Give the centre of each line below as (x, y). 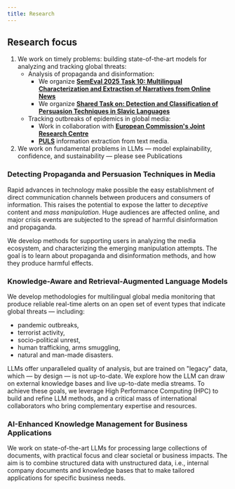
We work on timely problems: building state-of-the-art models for (112, 59)
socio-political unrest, (49, 340)
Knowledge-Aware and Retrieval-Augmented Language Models (117, 281)
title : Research (31, 14)
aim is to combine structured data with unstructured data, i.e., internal (108, 463)
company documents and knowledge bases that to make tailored (101, 471)
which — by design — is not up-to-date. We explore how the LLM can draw (116, 376)
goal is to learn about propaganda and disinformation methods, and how (112, 255)
